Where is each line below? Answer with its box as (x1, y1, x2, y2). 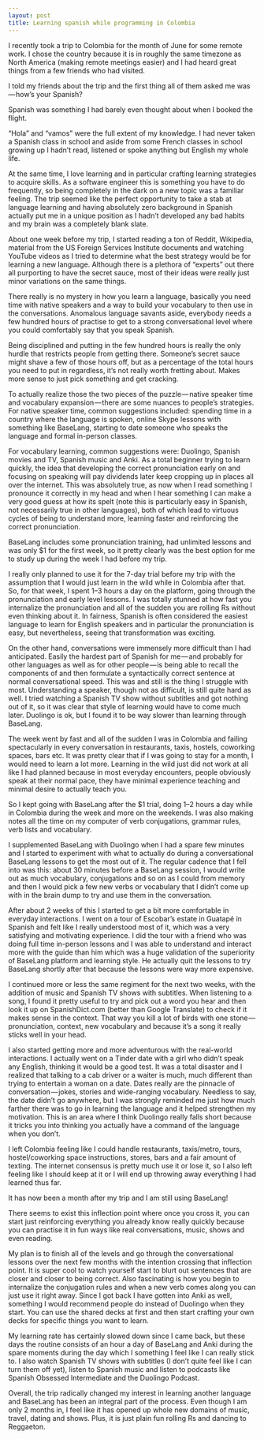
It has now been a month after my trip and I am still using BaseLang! (8, 1193, 229, 1202)
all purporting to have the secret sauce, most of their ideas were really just (8, 267, 250, 277)
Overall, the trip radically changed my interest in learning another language (8, 1388, 251, 1397)
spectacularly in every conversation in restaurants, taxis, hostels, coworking (8, 742, 255, 752)
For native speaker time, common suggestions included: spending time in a (8, 406, 252, 415)
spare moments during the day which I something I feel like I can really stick (8, 1347, 255, 1357)
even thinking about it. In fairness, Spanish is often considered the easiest (8, 611, 248, 620)
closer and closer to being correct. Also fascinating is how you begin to (8, 1273, 240, 1283)
